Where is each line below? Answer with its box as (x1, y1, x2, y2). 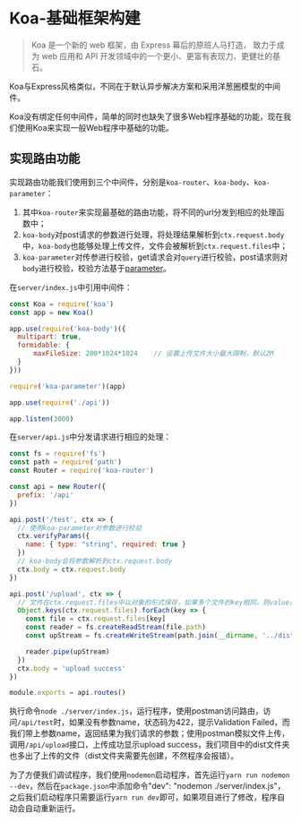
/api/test (17, 718, 54, 728)
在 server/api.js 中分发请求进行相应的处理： (9, 432, 172, 442)
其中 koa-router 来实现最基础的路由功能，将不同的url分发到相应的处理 (21, 207, 277, 218)
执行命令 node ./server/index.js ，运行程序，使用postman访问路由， (9, 706, 263, 716)
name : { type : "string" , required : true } (25, 540, 186, 549)
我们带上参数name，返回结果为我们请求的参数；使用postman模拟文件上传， (9, 728, 289, 739)
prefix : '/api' (17, 490, 74, 500)
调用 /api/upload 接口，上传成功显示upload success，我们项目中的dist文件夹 (9, 740, 290, 750)
